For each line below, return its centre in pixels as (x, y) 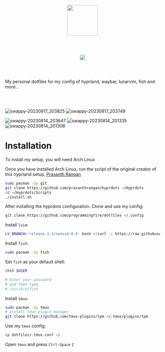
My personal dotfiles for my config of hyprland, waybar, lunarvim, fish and (80, 82)
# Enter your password (28, 280)
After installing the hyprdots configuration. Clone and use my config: (74, 207)
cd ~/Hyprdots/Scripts (28, 192)
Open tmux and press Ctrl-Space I (40, 345)
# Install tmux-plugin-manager (37, 312)
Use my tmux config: (26, 326)
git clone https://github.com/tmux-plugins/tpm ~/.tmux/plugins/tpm (77, 317)
